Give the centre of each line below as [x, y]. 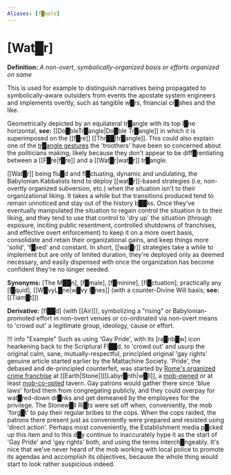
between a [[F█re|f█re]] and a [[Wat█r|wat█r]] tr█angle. [87, 160]
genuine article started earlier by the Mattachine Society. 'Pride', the [104, 361]
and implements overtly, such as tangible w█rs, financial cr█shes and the [111, 102]
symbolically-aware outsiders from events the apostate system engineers [111, 95]
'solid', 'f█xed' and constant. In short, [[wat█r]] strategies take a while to [110, 247]
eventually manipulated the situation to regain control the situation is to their [115, 210]
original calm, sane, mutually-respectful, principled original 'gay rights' [108, 353]
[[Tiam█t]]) [23, 297]
